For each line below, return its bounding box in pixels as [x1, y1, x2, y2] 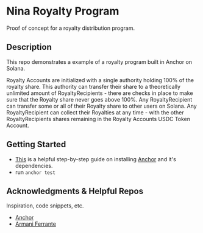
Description [6, 42, 52, 52]
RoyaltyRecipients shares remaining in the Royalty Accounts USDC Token [6, 115, 191, 122]
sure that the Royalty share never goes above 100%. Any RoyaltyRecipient [6, 96, 193, 103]
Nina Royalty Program [6, 4, 119, 18]
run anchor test [15, 169, 56, 176]
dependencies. [15, 162, 53, 169]
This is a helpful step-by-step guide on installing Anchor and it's [15, 155, 177, 162]
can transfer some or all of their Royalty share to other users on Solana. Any [6, 102, 197, 110]
